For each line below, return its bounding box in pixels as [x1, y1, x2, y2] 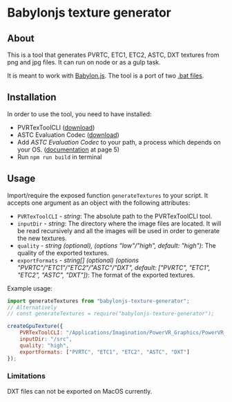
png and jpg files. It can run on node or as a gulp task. [7, 58, 161, 66]
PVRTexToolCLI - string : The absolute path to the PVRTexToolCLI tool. [17, 212, 213, 220]
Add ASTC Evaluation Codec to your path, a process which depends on [17, 138, 221, 146]
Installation [7, 91, 57, 103]
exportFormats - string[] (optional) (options [17, 256, 139, 264]
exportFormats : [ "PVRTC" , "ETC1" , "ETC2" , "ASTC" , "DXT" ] [19, 348, 190, 356]
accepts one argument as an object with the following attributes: [7, 199, 191, 207]
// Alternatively [7, 304, 57, 311]
